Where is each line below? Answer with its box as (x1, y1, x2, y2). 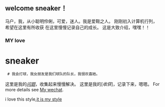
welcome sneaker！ (5, 4, 67, 13)
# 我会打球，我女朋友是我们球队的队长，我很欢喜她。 (7, 71, 100, 76)
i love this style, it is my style (5, 96, 63, 102)
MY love (5, 37, 26, 44)
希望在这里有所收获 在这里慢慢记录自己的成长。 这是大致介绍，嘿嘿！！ (5, 24, 150, 30)
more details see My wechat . (5, 86, 64, 92)
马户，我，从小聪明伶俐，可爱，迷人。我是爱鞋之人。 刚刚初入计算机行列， (5, 18, 158, 24)
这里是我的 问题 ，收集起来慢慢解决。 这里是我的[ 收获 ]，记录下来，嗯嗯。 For (5, 81, 160, 87)
